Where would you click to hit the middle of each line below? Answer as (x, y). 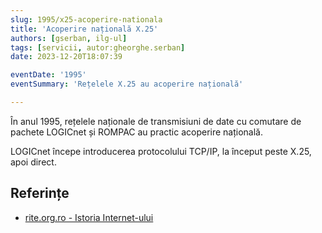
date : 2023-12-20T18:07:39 (66, 57)
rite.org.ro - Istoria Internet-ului (89, 217)
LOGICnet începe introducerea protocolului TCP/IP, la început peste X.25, (161, 151)
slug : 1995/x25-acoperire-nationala (86, 19)
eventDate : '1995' (48, 75)
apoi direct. (33, 162)
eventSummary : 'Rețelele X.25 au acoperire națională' (127, 84)
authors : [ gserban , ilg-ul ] (69, 38)
